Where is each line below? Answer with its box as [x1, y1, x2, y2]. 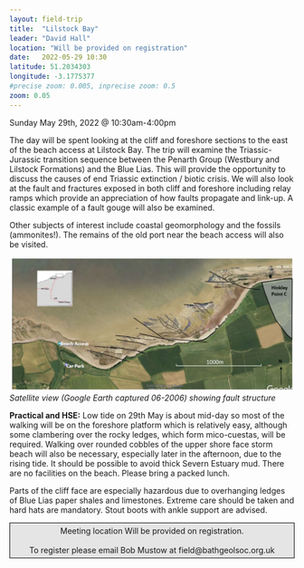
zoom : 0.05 [9, 91, 51, 100]
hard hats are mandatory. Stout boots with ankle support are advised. [9, 505, 268, 515]
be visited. [9, 238, 48, 249]
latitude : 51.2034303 [9, 63, 91, 72]
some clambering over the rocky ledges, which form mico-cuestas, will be [9, 429, 286, 440]
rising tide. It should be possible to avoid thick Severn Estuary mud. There [9, 458, 285, 469]
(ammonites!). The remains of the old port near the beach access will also [9, 229, 285, 240]
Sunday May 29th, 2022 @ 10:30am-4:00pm [9, 117, 176, 128]
